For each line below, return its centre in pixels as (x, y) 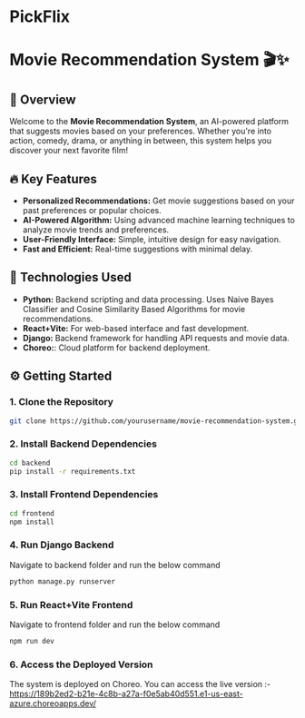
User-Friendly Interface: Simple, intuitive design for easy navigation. (152, 239)
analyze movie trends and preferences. (96, 230)
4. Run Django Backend (62, 545)
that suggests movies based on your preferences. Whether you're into (141, 131)
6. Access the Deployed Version (81, 664)
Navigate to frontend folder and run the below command (115, 625)
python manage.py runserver (63, 581)
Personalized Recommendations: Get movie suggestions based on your (158, 201)
